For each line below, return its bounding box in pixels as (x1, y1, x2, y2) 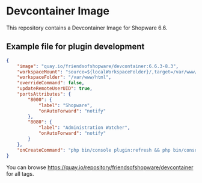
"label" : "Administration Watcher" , (38, 125, 130, 131)
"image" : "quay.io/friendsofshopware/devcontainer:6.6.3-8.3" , (17, 63, 179, 69)
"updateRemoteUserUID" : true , (17, 85, 93, 91)
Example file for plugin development (6, 42, 145, 52)
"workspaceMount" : (17, 69, 63, 75)
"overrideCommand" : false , (17, 80, 85, 86)
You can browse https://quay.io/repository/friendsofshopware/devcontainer (6, 164, 194, 171)
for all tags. (6, 170, 34, 177)
